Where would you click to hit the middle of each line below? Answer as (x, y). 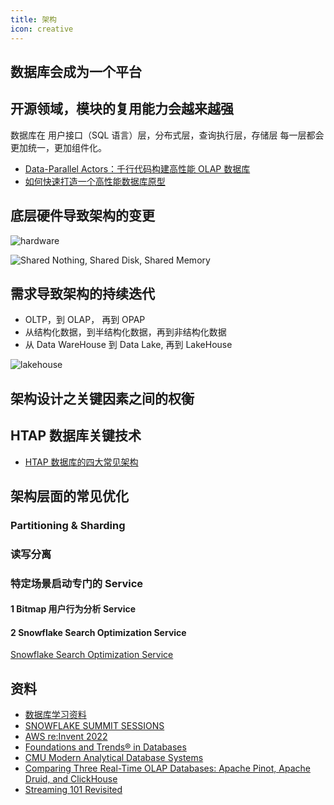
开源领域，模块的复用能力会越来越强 (122, 109)
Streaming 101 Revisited (73, 790)
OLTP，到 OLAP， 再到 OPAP (85, 320)
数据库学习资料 (55, 715)
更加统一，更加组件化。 (58, 147)
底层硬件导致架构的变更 (82, 216)
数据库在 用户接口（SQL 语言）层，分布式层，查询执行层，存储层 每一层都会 (167, 135)
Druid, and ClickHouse (71, 779)
